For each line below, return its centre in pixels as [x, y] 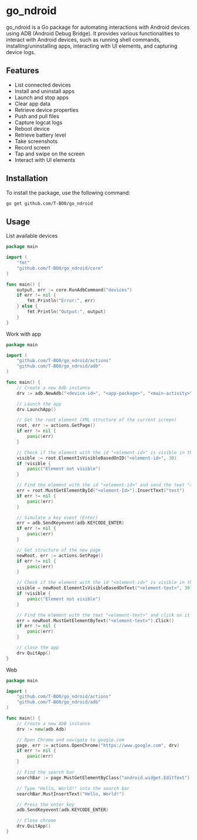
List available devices [32, 236]
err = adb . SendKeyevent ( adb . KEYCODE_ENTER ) [71, 523]
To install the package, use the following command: [68, 192]
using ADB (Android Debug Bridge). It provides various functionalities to [93, 33]
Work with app [24, 334]
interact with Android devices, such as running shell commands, [84, 39]
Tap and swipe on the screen [50, 154]
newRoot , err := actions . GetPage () [60, 555]
